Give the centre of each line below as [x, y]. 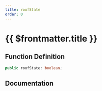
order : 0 [14, 14]
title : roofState [23, 10]
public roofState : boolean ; [34, 68]
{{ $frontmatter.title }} [51, 39]
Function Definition [35, 57]
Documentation [29, 83]
